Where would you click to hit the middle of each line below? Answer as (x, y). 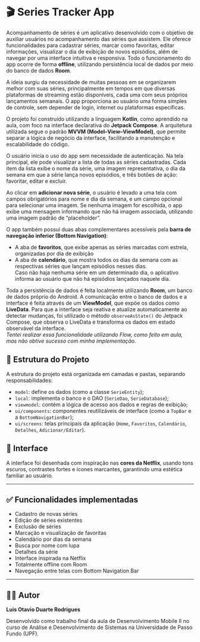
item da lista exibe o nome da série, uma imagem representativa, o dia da (96, 168)
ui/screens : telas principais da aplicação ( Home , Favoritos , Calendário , (101, 423)
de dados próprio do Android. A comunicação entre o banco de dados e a (97, 296)
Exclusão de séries (38, 527)
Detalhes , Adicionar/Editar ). (50, 430)
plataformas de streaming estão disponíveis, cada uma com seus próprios (97, 95)
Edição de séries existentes (49, 520)
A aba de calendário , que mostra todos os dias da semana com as (96, 259)
